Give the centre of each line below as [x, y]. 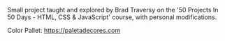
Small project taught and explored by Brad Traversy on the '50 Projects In [113, 10]
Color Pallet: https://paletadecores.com [64, 30]
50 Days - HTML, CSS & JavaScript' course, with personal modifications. [112, 17]
